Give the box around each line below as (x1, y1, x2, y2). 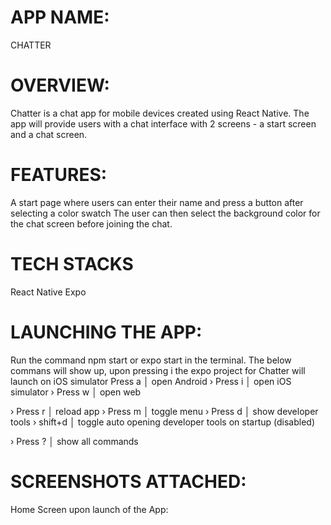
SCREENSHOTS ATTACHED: (10, 470, 247, 493)
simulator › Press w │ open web (10, 386, 142, 398)
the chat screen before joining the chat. (10, 217, 173, 230)
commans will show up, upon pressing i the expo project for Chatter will (10, 364, 306, 376)
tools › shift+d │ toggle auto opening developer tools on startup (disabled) (10, 416, 316, 428)
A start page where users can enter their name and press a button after (10, 196, 304, 208)
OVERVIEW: (10, 74, 110, 97)
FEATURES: (10, 164, 108, 186)
